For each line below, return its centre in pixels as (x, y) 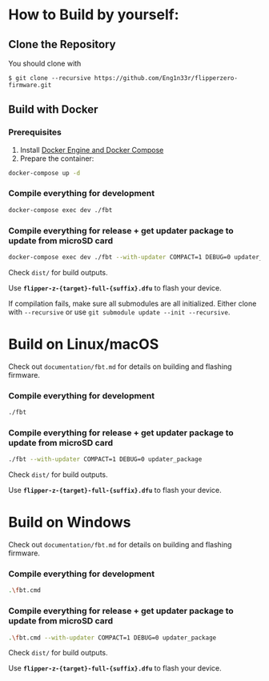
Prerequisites (35, 132)
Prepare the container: (57, 158)
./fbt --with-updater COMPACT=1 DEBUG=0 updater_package (105, 459)
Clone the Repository (62, 44)
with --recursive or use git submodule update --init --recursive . (119, 312)
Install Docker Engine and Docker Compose (92, 150)
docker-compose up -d (44, 173)
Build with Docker (53, 110)
